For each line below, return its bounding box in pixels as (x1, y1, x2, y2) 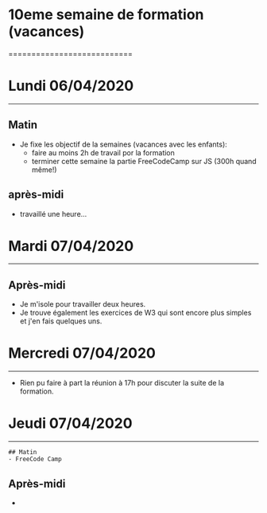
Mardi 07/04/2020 (8, 237, 134, 255)
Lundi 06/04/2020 (8, 77, 134, 95)
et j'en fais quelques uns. (19, 316, 103, 326)
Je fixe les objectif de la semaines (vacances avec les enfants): (19, 139, 228, 149)
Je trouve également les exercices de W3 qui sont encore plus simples (19, 308, 252, 318)
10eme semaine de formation (8, 6, 204, 24)
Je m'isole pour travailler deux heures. (19, 300, 146, 309)
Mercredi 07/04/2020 (8, 344, 157, 362)
